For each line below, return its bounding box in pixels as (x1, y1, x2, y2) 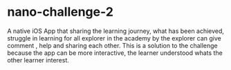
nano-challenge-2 (7, 4, 114, 20)
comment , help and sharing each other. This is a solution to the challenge (7, 41, 218, 49)
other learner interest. (7, 56, 69, 64)
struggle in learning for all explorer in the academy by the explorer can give (7, 34, 221, 42)
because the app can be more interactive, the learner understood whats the (7, 49, 223, 57)
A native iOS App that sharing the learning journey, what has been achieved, (7, 27, 225, 35)
